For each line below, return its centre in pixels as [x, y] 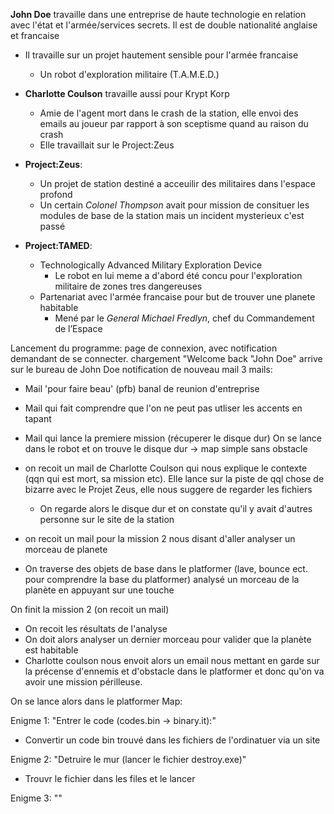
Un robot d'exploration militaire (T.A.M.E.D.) [129, 74]
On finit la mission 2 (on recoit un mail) [90, 609]
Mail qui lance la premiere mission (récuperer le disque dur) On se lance [173, 438]
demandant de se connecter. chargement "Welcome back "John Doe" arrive [166, 358]
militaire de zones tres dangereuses [128, 286]
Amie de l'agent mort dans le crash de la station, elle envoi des [169, 113]
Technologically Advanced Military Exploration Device [151, 265]
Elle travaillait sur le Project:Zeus [107, 145]
